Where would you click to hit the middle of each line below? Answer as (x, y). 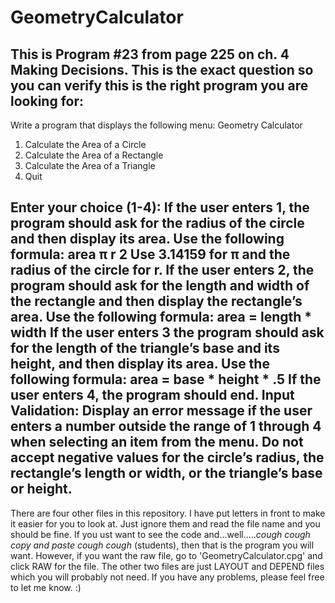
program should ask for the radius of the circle (157, 223)
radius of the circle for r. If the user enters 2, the (162, 270)
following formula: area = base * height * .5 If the (166, 379)
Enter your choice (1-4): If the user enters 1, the (160, 207)
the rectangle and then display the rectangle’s (156, 301)
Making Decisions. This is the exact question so (162, 69)
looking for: (47, 101)
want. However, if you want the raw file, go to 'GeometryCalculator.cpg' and (166, 555)
